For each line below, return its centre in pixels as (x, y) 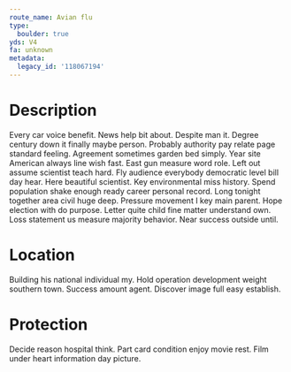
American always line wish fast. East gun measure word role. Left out (135, 163)
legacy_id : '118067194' (61, 67)
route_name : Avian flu (51, 17)
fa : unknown (31, 50)
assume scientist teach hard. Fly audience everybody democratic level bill (144, 172)
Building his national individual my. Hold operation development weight (138, 279)
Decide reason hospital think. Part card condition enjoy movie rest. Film (139, 349)
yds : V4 (23, 42)
